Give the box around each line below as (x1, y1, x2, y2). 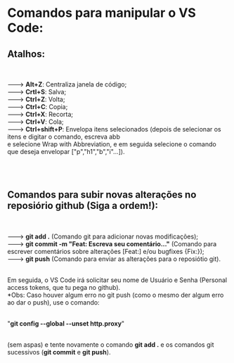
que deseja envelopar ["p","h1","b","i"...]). (7, 148, 125, 155)
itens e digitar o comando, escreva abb (7, 132, 121, 141)
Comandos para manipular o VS (7, 5, 197, 21)
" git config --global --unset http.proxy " (7, 319, 125, 328)
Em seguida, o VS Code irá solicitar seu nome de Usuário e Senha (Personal (7, 276, 228, 284)
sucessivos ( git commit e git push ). (7, 348, 111, 356)
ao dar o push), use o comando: (7, 298, 100, 307)
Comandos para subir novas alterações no (7, 189, 197, 201)
